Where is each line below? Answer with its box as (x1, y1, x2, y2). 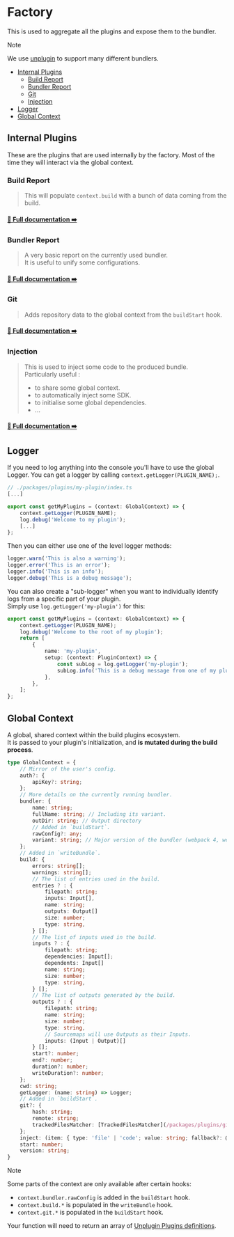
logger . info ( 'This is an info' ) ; (7, 568, 104, 575)
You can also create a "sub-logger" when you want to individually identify (7, 587, 219, 595)
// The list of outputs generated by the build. (32, 992, 176, 999)
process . (7, 746, 33, 754)
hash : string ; (32, 1108, 73, 1116)
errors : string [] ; (32, 862, 86, 869)
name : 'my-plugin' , (44, 648, 101, 655)
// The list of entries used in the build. (32, 875, 160, 883)
